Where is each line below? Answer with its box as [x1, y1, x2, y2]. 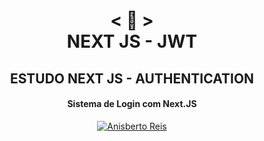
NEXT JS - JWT [66, 30, 198, 53]
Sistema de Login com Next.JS [67, 98, 197, 110]
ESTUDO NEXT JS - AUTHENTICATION [9, 70, 255, 87]
